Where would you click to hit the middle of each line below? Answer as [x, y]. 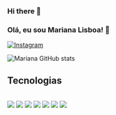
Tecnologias [35, 80]
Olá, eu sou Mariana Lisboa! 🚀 [59, 29]
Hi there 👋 [24, 11]
